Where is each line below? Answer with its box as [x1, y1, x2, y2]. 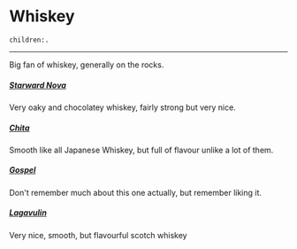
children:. [9, 35, 49, 44]
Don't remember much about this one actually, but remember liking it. [9, 187, 263, 198]
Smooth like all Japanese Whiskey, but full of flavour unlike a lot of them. [9, 144, 274, 155]
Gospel [9, 165, 36, 175]
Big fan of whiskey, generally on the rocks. [9, 59, 164, 70]
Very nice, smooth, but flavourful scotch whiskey [9, 230, 187, 240]
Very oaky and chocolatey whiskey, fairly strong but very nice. [9, 102, 236, 113]
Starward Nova [9, 80, 66, 90]
